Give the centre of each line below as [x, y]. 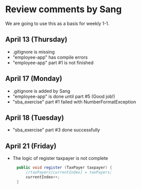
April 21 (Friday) [31, 146]
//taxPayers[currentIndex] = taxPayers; [69, 172]
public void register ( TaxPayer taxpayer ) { [64, 168]
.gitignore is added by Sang [41, 91]
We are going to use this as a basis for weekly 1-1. [57, 23]
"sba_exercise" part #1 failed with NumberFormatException [74, 102]
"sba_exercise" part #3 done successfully [56, 130]
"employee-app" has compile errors [50, 57]
